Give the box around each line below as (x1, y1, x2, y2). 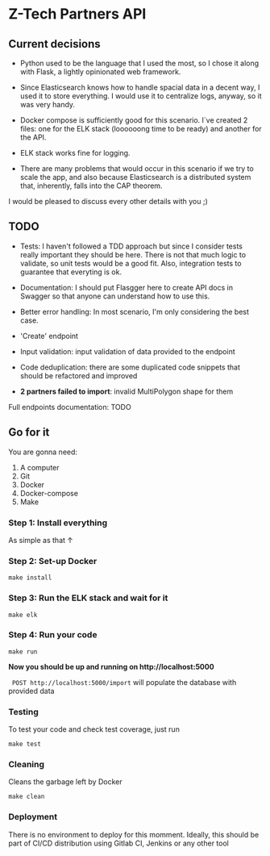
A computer (19, 462, 60, 472)
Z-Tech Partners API (8, 5, 147, 23)
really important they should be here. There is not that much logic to (19, 249, 247, 259)
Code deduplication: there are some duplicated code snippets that (19, 362, 240, 372)
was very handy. (19, 100, 75, 109)
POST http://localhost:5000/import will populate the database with (11, 677, 237, 687)
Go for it (8, 425, 50, 440)
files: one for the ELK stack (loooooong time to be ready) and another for (19, 124, 262, 133)
